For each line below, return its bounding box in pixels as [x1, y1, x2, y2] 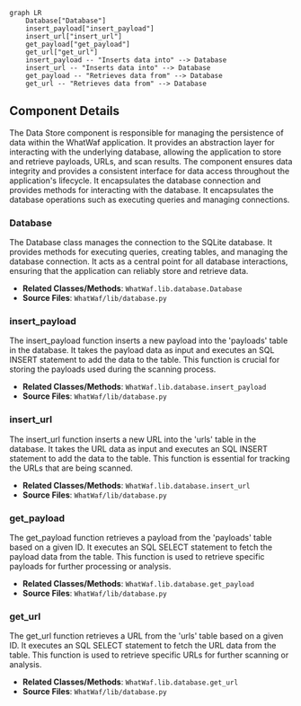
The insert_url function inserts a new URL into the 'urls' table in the [9, 434, 257, 445]
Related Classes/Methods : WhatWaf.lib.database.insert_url [22, 480, 251, 490]
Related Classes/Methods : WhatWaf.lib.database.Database [22, 283, 243, 294]
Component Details [9, 103, 120, 119]
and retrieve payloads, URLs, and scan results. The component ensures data [9, 155, 293, 166]
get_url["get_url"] [25, 48, 99, 57]
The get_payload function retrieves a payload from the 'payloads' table [9, 533, 272, 543]
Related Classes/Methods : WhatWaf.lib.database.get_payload [22, 578, 254, 588]
